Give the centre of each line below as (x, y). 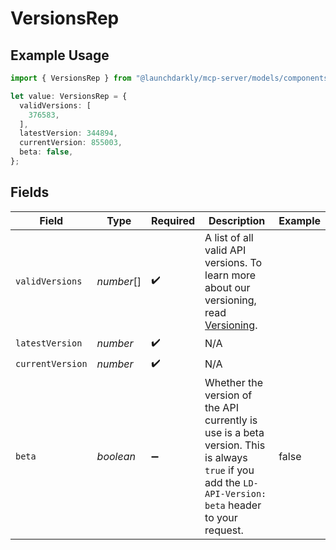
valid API (225, 250)
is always (226, 457)
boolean (116, 456)
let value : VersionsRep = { (69, 96)
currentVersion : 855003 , (71, 143)
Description (237, 220)
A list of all (229, 237)
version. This (235, 445)
